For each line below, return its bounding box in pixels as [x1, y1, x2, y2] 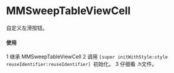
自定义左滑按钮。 [6, 24, 48, 31]
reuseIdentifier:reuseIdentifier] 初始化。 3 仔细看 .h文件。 [6, 61, 157, 68]
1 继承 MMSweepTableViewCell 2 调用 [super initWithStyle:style [6, 53, 168, 60]
